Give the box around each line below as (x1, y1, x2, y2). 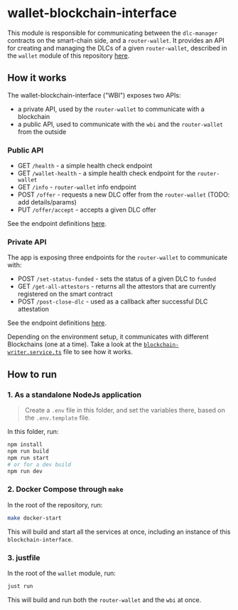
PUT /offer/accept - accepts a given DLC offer (17, 205, 156, 214)
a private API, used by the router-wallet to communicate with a (17, 105, 205, 113)
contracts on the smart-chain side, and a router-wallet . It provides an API (7, 36, 225, 44)
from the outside (17, 127, 67, 136)
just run (7, 582, 33, 589)
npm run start (7, 454, 50, 461)
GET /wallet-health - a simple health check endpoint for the (17, 169, 196, 177)
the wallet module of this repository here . (7, 51, 130, 60)
